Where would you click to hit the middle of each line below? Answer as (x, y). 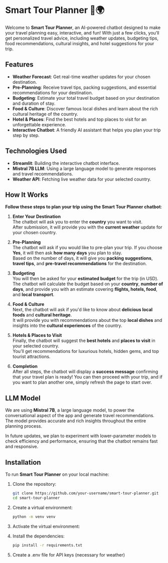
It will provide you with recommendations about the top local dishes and (87, 320)
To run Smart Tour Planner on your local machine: (57, 474)
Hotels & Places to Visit (37, 335)
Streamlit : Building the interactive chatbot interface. (66, 163)
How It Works (27, 195)
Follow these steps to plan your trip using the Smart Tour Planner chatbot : (83, 207)
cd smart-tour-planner (36, 498)
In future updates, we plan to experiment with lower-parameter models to (81, 436)
